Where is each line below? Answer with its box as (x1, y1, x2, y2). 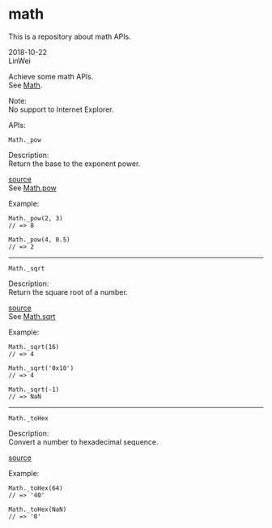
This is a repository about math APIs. (8, 32, 131, 41)
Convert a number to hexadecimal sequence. (8, 436, 159, 446)
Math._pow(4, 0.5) (8, 236, 70, 244)
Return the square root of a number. (8, 287, 128, 296)
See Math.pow (8, 183, 57, 193)
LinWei (8, 56, 31, 66)
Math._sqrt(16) (8, 343, 60, 351)
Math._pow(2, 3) (8, 214, 63, 223)
